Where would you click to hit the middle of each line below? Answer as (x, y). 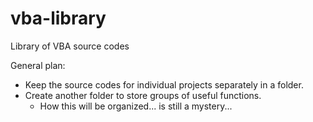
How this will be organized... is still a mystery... (136, 106)
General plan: (38, 65)
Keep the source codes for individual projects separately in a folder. (164, 84)
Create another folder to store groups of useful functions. (143, 95)
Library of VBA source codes (70, 46)
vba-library (58, 18)
